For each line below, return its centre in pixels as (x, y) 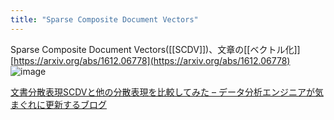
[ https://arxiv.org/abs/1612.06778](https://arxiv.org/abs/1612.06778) (150, 60)
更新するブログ (75, 104)
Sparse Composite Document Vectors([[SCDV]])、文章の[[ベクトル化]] (155, 49)
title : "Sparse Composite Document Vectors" (104, 19)
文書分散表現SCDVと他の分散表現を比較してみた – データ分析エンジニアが (162, 92)
